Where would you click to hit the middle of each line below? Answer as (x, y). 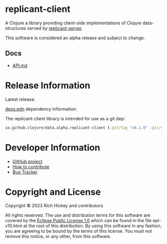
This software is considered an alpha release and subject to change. (75, 38)
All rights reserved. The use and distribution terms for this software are (78, 215)
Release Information (48, 85)
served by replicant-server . (55, 28)
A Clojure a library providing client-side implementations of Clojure (73, 23)
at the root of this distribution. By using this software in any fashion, (92, 226)
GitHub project (27, 161)
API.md (20, 65)
